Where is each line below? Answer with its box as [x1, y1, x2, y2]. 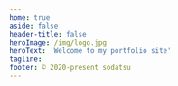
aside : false [9, 21, 59, 30]
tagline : [9, 55, 42, 64]
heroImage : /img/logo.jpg [9, 38, 107, 47]
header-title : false [9, 30, 88, 39]
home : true [9, 13, 51, 22]
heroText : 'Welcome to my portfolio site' [9, 47, 172, 56]
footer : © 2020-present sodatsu [9, 64, 131, 73]
